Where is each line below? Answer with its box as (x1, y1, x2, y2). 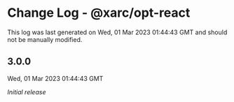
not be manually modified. (7, 35, 83, 43)
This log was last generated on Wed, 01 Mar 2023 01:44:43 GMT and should (7, 28, 228, 36)
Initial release (7, 87, 46, 96)
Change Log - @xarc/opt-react (7, 5, 191, 21)
